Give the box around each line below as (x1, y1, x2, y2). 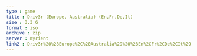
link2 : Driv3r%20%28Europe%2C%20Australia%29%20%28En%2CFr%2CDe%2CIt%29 (6, 41, 192, 47)
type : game (6, 8, 35, 15)
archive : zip (6, 30, 41, 36)
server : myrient (6, 36, 49, 41)
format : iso (6, 24, 38, 31)
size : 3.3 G (6, 19, 38, 25)
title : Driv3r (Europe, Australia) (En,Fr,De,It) (6, 14, 133, 20)
